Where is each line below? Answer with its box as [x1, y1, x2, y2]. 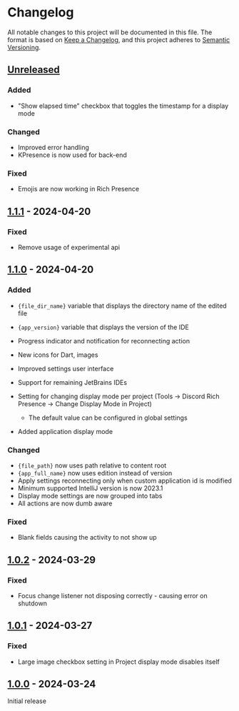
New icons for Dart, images [17, 351, 98, 359]
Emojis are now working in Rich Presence [17, 185, 140, 193]
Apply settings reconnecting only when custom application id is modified [17, 476, 232, 485]
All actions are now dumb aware [17, 499, 113, 508]
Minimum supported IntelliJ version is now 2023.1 [17, 483, 163, 493]
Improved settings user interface [17, 364, 114, 373]
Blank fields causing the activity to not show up [17, 533, 157, 542]
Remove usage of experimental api [17, 243, 120, 251]
